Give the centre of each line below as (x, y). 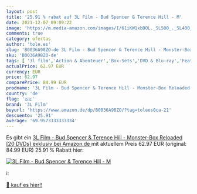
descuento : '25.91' (30, 115)
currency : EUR (23, 72)
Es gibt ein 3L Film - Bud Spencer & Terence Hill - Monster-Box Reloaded (94, 138)
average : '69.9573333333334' (42, 121)
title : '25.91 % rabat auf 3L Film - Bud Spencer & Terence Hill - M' (94, 17)
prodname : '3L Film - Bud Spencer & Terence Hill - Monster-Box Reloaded (98, 88)
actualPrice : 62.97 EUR (35, 66)
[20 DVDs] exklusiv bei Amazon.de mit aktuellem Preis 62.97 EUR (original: (96, 144)
